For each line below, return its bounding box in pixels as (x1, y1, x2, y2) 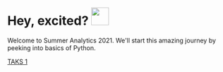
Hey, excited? (7, 13, 89, 29)
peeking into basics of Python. (7, 43, 96, 52)
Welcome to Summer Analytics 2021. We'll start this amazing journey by (7, 36, 217, 44)
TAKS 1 (7, 57, 28, 66)
